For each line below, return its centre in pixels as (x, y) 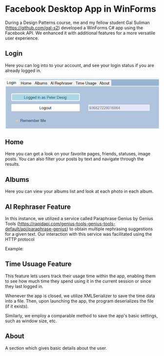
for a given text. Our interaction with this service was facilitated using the (79, 234)
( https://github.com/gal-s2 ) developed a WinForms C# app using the (74, 27)
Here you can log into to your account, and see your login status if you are (80, 65)
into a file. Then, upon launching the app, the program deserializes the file (79, 301)
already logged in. (23, 70)
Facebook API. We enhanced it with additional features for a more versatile (80, 33)
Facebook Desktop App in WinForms (81, 9)
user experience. (22, 38)
